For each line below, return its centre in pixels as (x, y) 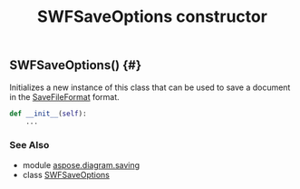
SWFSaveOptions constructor (152, 17)
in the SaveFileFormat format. (64, 96)
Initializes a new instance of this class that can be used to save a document (150, 87)
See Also (29, 145)
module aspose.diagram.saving (81, 164)
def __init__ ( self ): (48, 114)
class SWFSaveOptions (66, 174)
